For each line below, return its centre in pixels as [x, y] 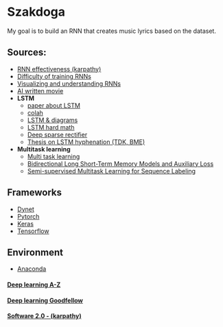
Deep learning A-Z [34, 284]
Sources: [27, 52]
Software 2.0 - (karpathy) [44, 316]
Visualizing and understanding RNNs [69, 84]
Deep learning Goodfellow [45, 300]
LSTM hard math [51, 127]
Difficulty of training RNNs [54, 76]
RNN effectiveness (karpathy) [59, 69]
